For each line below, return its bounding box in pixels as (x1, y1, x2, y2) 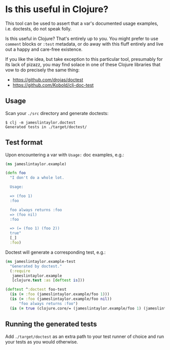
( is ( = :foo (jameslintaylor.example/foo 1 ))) (10, 292, 110, 297)
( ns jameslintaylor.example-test (5, 259, 76, 264)
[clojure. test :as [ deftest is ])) (12, 278, 85, 283)
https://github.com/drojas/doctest (12, 76, 83, 83)
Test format (5, 138, 43, 147)
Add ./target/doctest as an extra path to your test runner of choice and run (5, 333, 164, 339)
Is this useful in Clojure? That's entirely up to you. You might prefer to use (5, 35, 158, 42)
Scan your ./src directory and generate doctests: (5, 110, 109, 116)
